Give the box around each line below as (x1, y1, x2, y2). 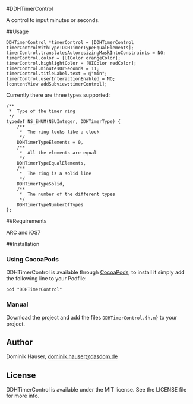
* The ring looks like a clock (19, 129, 100, 135)
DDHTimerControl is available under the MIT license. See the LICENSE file (6, 386, 187, 393)
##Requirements (6, 217, 47, 225)
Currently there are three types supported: (6, 91, 110, 99)
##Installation (6, 241, 40, 247)
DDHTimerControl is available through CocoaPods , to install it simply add (6, 269, 185, 276)
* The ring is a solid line (19, 171, 92, 176)
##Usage (6, 28, 29, 35)
